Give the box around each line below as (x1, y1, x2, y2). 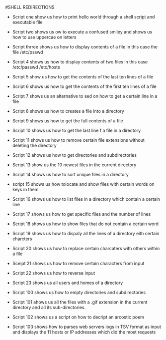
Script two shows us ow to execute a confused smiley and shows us (12, 29, 153, 34)
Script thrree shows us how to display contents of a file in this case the (12, 44, 158, 49)
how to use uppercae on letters (12, 34, 77, 40)
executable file (12, 19, 43, 25)
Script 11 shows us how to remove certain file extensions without (12, 137, 145, 143)
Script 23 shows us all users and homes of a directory (12, 280, 123, 286)
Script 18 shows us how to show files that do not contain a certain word (12, 221, 159, 227)
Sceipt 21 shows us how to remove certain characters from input (12, 261, 145, 266)
